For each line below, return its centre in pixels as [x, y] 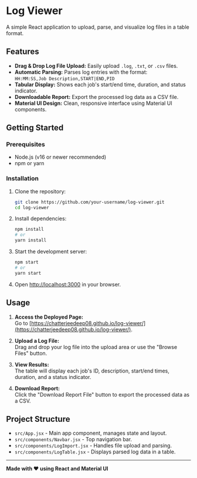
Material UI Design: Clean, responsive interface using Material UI [93, 103]
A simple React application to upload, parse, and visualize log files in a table [98, 27]
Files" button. [31, 353]
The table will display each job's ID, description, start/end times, [92, 371]
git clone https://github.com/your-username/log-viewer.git [89, 202]
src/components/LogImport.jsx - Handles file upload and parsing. [93, 446]
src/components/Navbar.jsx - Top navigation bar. [73, 439]
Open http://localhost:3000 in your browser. [68, 284]
